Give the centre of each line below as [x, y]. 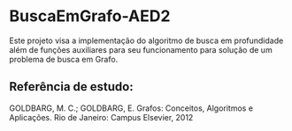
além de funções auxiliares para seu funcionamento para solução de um [141, 49]
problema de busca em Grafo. [64, 59]
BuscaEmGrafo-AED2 [90, 16]
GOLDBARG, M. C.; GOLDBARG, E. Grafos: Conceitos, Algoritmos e [131, 108]
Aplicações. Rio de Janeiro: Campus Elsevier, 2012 [101, 117]
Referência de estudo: [72, 87]
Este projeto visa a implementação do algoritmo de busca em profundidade [146, 40]
